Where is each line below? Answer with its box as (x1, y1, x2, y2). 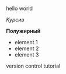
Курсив (6, 16, 25, 23)
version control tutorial (6, 62, 61, 69)
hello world (6, 5, 33, 12)
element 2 (14, 45, 39, 52)
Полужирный (6, 27, 41, 34)
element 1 (14, 39, 38, 45)
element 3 (14, 51, 39, 58)
